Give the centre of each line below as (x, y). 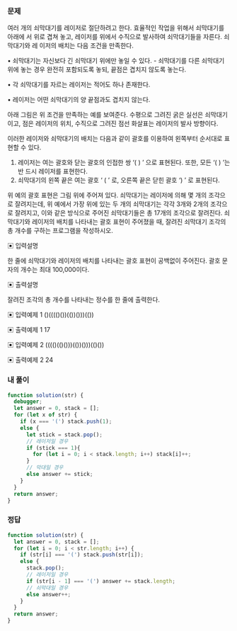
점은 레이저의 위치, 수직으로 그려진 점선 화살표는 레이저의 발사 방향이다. (120, 124)
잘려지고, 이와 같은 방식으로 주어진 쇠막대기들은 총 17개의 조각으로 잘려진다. (118, 213)
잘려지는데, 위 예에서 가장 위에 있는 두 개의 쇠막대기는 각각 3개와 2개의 (111, 204)
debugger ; (28, 402)
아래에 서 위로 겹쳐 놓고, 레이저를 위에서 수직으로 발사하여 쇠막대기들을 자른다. (115, 37)
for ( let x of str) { (46, 415)
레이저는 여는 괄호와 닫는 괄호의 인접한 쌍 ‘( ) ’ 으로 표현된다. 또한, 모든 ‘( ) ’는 (124, 163)
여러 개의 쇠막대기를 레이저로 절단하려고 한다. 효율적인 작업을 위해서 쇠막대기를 (116, 28)
